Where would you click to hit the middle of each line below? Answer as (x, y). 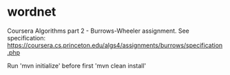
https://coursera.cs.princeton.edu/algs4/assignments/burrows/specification (115, 45)
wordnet (32, 12)
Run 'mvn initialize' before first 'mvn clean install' (77, 65)
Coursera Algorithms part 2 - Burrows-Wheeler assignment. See (98, 31)
